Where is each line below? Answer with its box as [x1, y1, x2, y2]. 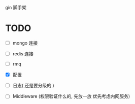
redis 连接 [12, 51, 34, 57]
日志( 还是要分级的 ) [12, 83, 54, 89]
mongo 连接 [12, 40, 38, 46]
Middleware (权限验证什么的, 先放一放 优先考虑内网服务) [12, 93, 130, 99]
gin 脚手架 [5, 5, 27, 10]
